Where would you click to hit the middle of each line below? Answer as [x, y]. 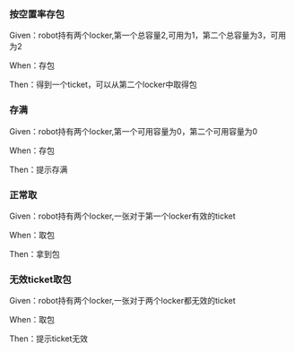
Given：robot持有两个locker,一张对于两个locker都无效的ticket [122, 301]
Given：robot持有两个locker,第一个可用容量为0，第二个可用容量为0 [134, 131]
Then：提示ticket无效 [48, 339]
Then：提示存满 [39, 169]
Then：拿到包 [35, 253]
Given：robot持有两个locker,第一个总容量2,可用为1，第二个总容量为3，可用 [148, 35]
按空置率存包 [37, 13]
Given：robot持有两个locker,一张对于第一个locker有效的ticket [122, 216]
